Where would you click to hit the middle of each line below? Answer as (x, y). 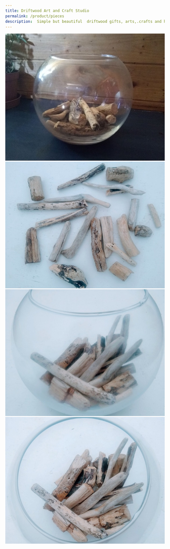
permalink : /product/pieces (35, 16)
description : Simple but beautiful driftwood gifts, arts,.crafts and (83, 21)
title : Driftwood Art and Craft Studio (47, 11)
